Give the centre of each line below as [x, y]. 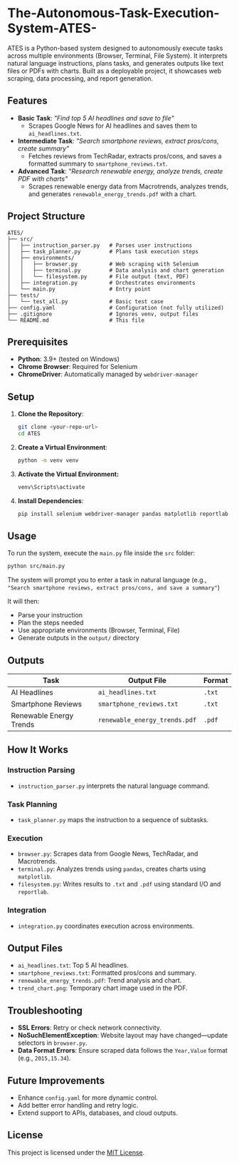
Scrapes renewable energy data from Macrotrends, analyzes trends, [128, 186]
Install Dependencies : [51, 500]
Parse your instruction [50, 615]
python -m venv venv [48, 460]
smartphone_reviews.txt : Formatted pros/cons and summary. [107, 973]
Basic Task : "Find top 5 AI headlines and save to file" [96, 118]
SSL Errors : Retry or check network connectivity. [90, 1028]
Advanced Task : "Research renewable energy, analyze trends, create [120, 171]
